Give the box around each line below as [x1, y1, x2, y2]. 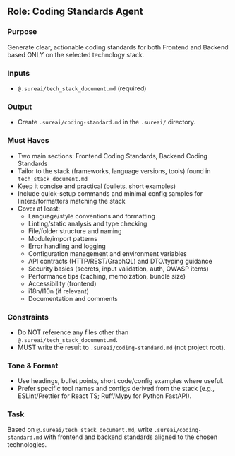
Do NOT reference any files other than [17, 328, 129, 337]
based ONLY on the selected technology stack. [7, 50, 145, 59]
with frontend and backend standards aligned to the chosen [43, 433, 218, 441]
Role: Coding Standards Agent [7, 6, 143, 18]
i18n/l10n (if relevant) [28, 286, 90, 296]
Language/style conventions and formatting [28, 211, 156, 220]
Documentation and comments [28, 294, 118, 303]
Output [7, 102, 32, 112]
